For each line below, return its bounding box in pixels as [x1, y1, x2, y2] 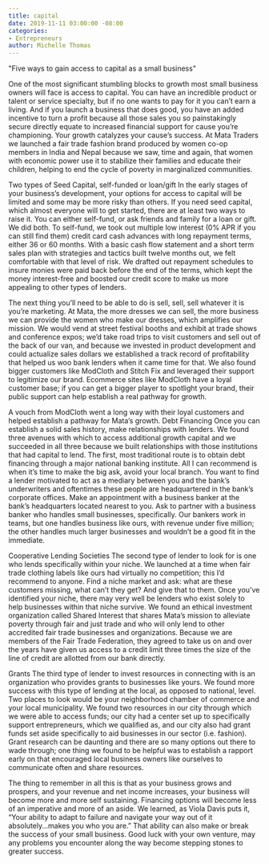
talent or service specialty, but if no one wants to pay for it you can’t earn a [8, 96, 256, 106]
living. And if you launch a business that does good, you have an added [8, 105, 244, 115]
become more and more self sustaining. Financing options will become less [8, 796, 257, 805]
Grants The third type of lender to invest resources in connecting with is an [8, 669, 256, 679]
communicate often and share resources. [8, 763, 144, 772]
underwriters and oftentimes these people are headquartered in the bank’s [8, 484, 254, 494]
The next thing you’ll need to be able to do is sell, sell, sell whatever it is [8, 298, 245, 308]
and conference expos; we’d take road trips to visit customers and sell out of [8, 332, 261, 342]
